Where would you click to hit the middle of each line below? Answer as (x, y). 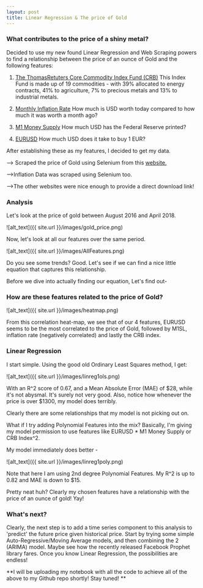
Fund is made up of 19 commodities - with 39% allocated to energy (100, 84)
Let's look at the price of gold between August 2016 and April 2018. (91, 215)
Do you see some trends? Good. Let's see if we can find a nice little (91, 263)
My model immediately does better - (52, 450)
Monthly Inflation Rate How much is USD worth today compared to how (105, 108)
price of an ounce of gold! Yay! (45, 498)
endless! (17, 560)
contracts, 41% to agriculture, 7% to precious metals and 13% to (96, 90)
